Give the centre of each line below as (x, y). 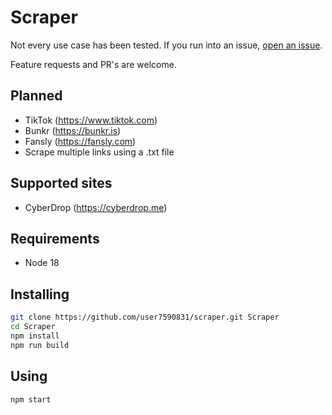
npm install (35, 336)
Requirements (55, 238)
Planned (36, 96)
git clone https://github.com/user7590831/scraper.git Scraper (145, 317)
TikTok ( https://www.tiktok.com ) (91, 120)
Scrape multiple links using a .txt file (99, 152)
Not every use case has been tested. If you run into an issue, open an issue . (166, 45)
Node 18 (42, 263)
